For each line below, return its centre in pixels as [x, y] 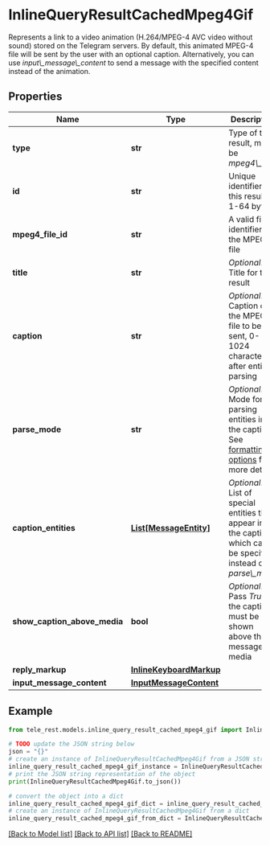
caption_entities [44, 528]
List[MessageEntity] [171, 528]
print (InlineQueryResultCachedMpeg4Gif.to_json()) [95, 782]
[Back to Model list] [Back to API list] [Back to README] [100, 834]
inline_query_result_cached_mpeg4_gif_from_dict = [95, 819]
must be [244, 616]
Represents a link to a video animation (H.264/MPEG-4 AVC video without [131, 37]
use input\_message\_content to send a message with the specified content [133, 63]
